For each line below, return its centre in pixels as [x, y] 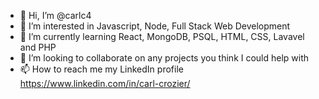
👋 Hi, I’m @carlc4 [55, 15]
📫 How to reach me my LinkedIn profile [101, 69]
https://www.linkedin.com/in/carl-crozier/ [105, 83]
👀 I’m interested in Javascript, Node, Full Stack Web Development [155, 26]
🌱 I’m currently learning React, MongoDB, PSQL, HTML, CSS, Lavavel [162, 36]
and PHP [38, 47]
